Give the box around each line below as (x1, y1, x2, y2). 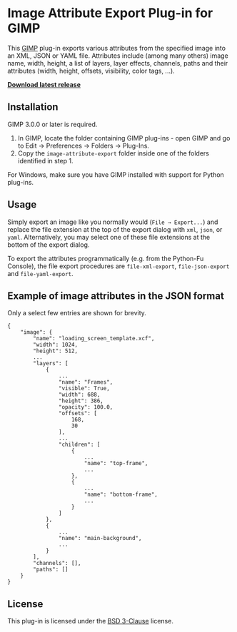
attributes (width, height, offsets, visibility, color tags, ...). (7, 66, 175, 75)
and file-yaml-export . (7, 269, 74, 277)
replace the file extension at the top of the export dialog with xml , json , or (7, 225, 223, 233)
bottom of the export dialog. (7, 240, 90, 249)
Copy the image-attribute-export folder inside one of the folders (17, 148, 209, 158)
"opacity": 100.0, (58, 404, 114, 411)
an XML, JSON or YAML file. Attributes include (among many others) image (7, 51, 228, 60)
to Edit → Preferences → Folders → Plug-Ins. (17, 141, 150, 150)
